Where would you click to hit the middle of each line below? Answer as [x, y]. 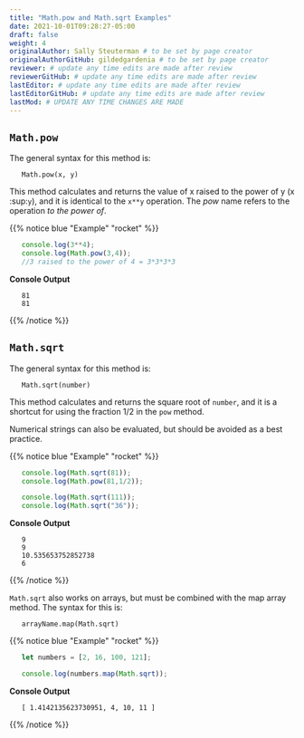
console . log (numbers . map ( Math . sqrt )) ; [95, 674]
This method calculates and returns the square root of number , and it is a [143, 402]
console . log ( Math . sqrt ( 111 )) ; [78, 498]
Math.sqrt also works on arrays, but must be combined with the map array [148, 598]
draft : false [34, 34]
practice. [26, 438]
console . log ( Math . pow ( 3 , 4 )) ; [76, 254]
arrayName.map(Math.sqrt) [70, 624]
